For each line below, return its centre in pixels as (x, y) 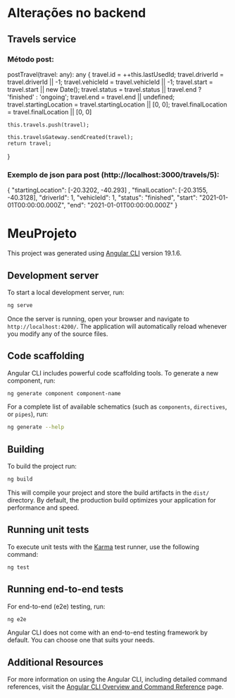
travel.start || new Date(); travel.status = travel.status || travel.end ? (104, 89)
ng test (19, 567)
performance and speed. (43, 508)
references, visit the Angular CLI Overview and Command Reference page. (115, 687)
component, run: (31, 380)
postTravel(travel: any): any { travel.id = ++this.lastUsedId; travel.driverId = (116, 74)
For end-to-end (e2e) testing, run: (56, 606)
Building (26, 449)
